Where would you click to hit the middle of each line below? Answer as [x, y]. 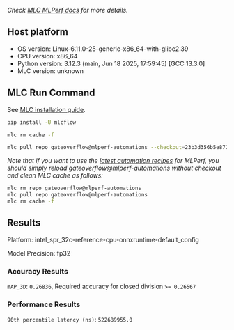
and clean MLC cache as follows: [55, 175]
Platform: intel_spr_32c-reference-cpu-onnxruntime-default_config [103, 239]
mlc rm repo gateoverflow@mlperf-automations [74, 188]
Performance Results [44, 304]
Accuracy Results [38, 271]
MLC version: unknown [50, 71]
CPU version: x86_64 [47, 56]
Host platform [38, 32]
